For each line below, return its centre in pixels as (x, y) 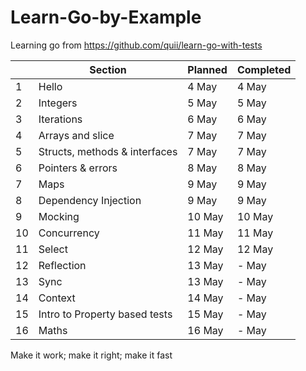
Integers (58, 103)
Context (57, 298)
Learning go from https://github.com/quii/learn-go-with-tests (136, 45)
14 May (205, 298)
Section (108, 69)
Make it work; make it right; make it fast (91, 355)
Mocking (59, 216)
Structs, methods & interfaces (108, 151)
